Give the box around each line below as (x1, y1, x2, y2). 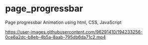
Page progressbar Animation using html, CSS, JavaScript (5, 19, 122, 25)
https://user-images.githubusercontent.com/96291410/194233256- (5, 29, 143, 35)
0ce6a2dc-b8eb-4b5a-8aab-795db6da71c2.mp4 (5, 34, 106, 40)
